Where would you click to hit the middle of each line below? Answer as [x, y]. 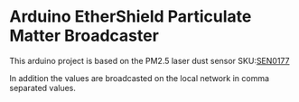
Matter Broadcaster [84, 36]
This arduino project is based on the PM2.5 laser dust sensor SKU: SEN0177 [149, 60]
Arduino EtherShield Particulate [131, 17]
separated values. [43, 88]
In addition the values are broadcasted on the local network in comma [139, 78]
